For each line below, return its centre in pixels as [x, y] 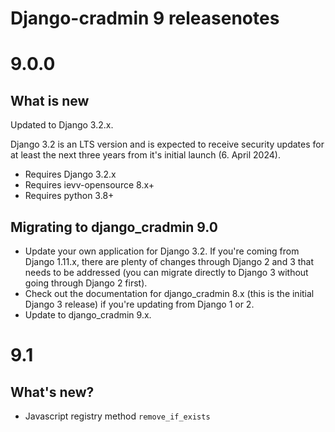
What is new [50, 100]
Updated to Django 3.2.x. [62, 125]
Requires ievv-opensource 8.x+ [89, 185]
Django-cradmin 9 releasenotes [145, 18]
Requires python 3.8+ [69, 196]
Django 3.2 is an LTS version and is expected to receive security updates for [167, 144]
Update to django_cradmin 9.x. [88, 315]
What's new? [52, 392]
